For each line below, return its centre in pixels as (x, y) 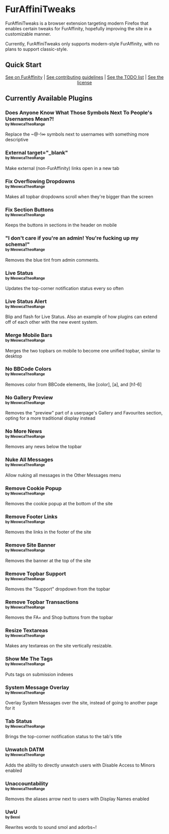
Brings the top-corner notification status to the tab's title (64, 737)
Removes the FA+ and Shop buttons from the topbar (59, 617)
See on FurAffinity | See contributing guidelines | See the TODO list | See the (84, 77)
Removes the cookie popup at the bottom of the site (59, 503)
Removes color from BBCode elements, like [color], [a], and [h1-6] (73, 384)
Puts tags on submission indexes (39, 674)
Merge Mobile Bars (29, 335)
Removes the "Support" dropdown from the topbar (58, 589)
